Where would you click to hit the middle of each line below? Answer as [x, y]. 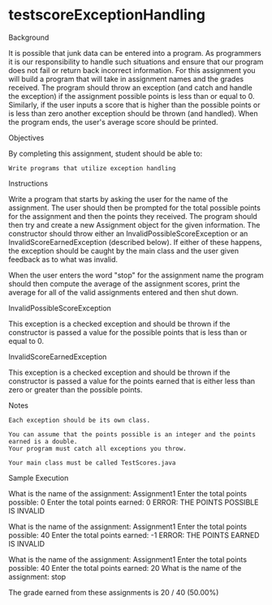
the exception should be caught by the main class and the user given [124, 251]
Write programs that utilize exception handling [92, 168]
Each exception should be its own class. [80, 420]
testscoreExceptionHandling [107, 15]
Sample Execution [39, 478]
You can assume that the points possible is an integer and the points [132, 434]
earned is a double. [43, 441]
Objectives [26, 137]
